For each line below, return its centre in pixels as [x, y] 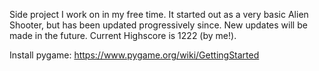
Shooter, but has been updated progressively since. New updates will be [158, 25]
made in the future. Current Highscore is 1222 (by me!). [123, 35]
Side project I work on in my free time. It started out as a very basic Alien [159, 14]
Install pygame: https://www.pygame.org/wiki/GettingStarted [134, 55]
